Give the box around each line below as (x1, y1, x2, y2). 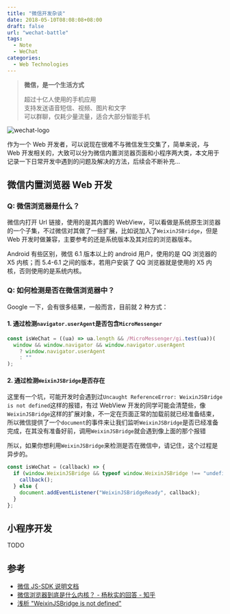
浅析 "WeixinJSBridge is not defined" (16, 600, 122, 608)
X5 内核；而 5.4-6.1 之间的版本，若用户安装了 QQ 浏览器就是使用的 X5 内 (7, 258, 212, 267)
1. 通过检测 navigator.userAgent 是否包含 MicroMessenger (7, 320, 162, 328)
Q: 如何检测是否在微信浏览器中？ (7, 285, 115, 295)
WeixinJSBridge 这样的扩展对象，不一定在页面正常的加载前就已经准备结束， (7, 410, 218, 418)
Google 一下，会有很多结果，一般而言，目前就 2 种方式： (7, 303, 168, 311)
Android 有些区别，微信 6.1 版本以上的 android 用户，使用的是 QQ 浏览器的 (7, 250, 217, 258)
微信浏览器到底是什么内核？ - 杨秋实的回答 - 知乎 (16, 591, 156, 599)
